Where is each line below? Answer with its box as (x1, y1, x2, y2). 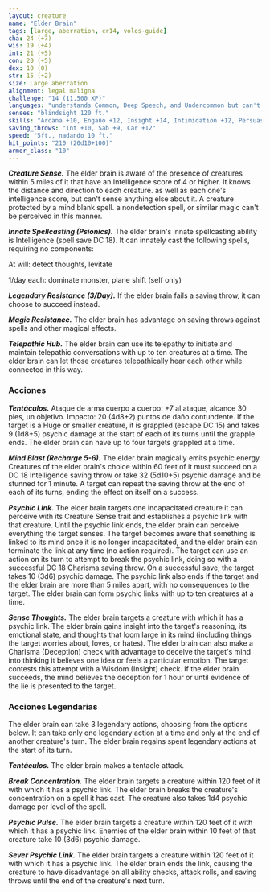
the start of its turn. (8, 745, 72, 754)
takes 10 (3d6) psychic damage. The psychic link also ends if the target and (8, 571, 259, 580)
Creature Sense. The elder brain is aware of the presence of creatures (8, 168, 243, 178)
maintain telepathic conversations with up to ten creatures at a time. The (8, 348, 248, 357)
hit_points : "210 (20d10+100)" (8, 138, 113, 147)
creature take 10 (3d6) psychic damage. (8, 834, 141, 844)
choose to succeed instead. (8, 299, 100, 309)
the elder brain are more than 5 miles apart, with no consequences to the (8, 580, 250, 589)
